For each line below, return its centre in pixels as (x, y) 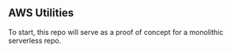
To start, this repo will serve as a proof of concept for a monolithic (116, 32)
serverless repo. (35, 40)
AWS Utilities (41, 13)
